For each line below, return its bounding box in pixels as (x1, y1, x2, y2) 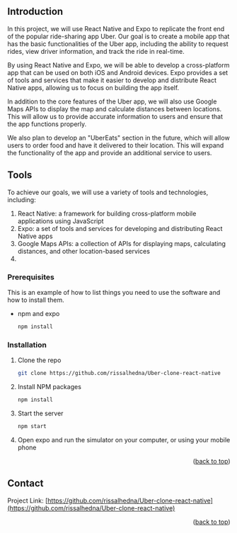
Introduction (7, 6, 64, 18)
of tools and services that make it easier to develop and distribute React (7, 76, 217, 84)
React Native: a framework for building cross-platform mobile (17, 209, 197, 218)
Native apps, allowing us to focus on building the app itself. (7, 83, 180, 91)
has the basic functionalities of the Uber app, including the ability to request (7, 39, 229, 48)
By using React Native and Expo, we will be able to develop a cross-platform (7, 60, 230, 69)
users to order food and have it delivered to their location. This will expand (7, 141, 224, 150)
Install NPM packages (17, 382, 81, 391)
